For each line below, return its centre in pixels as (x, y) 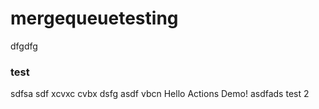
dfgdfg (24, 46)
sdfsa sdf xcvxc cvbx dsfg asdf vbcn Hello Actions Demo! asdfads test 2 (160, 94)
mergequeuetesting (94, 18)
